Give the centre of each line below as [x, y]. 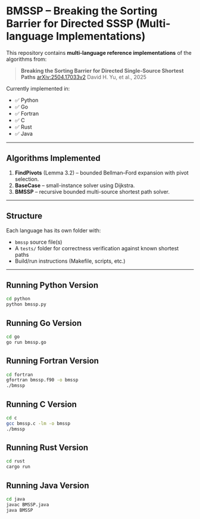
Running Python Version [52, 285]
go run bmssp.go [26, 342]
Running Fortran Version [53, 361]
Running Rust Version [47, 447]
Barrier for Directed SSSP [70, 24]
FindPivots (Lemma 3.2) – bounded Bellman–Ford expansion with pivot [101, 173]
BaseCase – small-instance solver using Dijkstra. [75, 185]
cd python [18, 299]
